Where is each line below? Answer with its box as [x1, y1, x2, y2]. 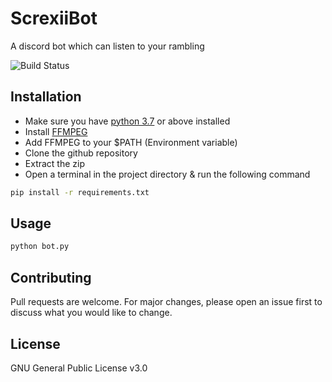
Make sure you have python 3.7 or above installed [24, 115, 231, 127]
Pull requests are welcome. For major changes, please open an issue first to [10, 296, 323, 308]
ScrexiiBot [10, 7, 98, 30]
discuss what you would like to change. [10, 307, 173, 319]
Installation [10, 88, 82, 106]
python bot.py [10, 242, 70, 252]
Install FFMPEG [24, 125, 88, 137]
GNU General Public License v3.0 [10, 362, 148, 374]
